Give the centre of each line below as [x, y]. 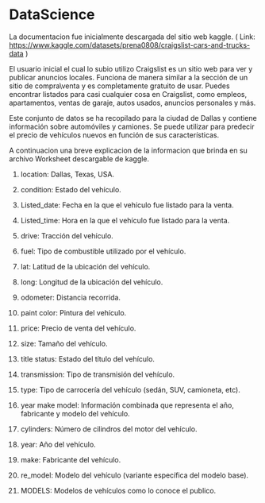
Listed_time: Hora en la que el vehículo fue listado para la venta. [125, 220]
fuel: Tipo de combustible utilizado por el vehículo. [103, 251]
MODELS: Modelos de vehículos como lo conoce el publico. [118, 490]
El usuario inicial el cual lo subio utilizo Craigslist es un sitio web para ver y [131, 68]
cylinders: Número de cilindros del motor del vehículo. [109, 429]
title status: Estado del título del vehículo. [88, 358]
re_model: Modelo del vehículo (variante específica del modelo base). [134, 475]
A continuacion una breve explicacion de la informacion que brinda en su [129, 150]
